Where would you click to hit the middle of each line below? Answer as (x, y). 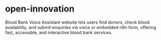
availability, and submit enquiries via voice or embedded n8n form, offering (81, 27)
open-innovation (40, 9)
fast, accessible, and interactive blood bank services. (59, 32)
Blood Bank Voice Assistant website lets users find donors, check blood (78, 22)
